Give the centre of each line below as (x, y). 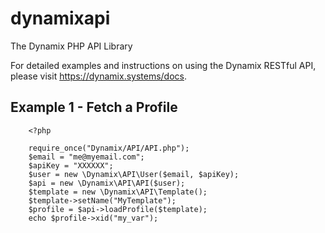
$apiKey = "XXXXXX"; (71, 165)
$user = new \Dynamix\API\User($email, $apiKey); (134, 174)
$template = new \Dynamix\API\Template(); (118, 192)
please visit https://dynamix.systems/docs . (99, 76)
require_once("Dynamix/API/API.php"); (109, 148)
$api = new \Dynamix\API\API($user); (107, 183)
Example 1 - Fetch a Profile (94, 107)
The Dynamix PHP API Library (71, 46)
